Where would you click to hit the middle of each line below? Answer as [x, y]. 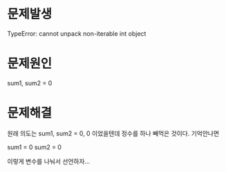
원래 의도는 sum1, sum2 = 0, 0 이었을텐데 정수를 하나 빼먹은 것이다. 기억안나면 [113, 133]
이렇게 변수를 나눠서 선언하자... [49, 161]
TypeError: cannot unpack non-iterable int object [77, 33]
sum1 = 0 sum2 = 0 [35, 147]
